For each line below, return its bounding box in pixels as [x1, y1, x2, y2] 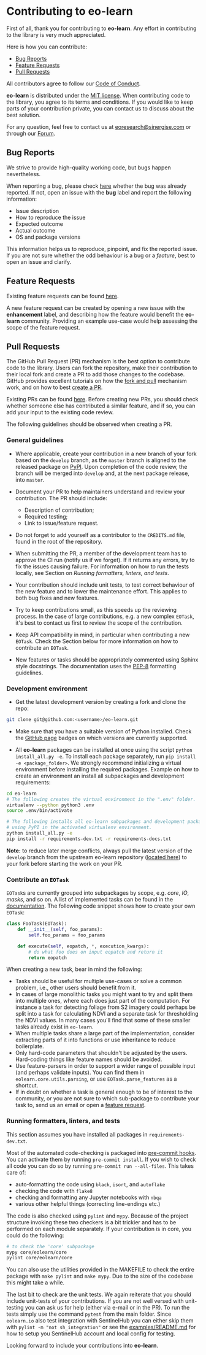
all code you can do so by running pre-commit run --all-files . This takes [6, 1162, 194, 1170]
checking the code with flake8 [15, 1187, 93, 1194]
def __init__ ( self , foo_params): [17, 927, 103, 933]
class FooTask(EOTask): [6, 921, 67, 927]
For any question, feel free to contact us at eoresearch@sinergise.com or [6, 123, 191, 130]
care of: [6, 1168, 26, 1176]
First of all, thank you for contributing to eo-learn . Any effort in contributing [6, 25, 197, 32]
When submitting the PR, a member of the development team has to [15, 549, 187, 557]
